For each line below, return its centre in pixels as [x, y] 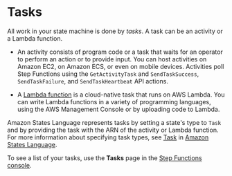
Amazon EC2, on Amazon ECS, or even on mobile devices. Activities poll [121, 66]
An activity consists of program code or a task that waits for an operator [120, 52]
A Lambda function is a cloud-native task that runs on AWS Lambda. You [121, 95]
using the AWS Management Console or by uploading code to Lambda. [118, 109]
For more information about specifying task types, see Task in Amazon [108, 137]
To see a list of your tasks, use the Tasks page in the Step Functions [105, 158]
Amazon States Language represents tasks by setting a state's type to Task [114, 122]
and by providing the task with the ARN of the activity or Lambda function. [113, 130]
